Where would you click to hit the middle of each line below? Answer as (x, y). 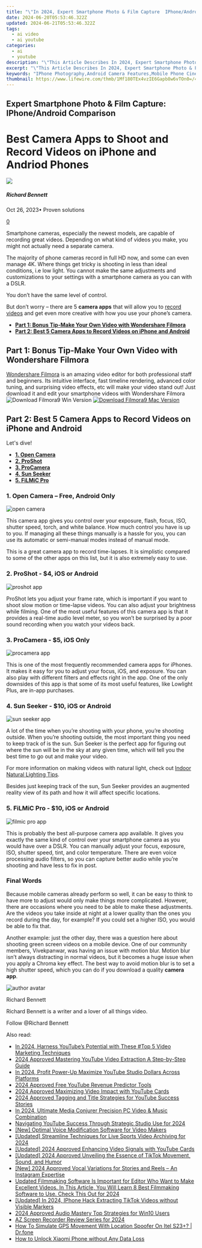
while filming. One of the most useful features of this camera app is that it (97, 611)
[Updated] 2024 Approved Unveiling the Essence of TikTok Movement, (103, 1155)
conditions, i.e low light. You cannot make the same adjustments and (91, 271)
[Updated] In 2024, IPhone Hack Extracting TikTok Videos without (96, 1200)
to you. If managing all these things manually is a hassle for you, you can (96, 533)
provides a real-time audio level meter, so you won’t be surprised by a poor (99, 618)
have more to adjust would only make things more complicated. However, (97, 900)
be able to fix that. (29, 926)
